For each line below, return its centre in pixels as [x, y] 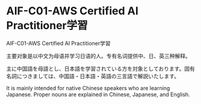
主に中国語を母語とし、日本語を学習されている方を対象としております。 [95, 68]
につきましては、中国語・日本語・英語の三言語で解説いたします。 [98, 76]
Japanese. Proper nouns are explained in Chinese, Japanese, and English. [98, 94]
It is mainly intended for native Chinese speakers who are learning [88, 88]
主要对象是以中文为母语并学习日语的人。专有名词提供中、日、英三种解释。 [98, 56]
